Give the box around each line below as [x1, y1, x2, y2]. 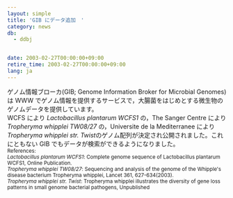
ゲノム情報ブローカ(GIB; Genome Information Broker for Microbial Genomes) [7, 88, 227, 96]
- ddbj [13, 36, 33, 43]
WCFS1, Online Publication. [7, 159, 72, 167]
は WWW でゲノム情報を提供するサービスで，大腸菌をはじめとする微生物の [7, 96, 224, 104]
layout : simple [7, 10, 51, 17]
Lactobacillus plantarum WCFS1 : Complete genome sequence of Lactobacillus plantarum [7, 154, 220, 160]
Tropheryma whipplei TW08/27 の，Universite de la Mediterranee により [7, 122, 216, 131]
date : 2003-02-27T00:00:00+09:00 [7, 55, 104, 62]
